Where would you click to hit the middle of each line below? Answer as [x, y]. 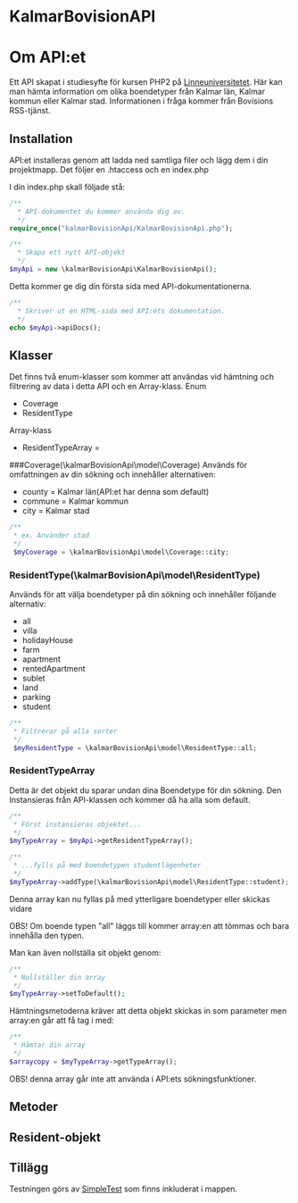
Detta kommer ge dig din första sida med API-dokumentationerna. [131, 286]
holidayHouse [48, 640]
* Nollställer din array [59, 977]
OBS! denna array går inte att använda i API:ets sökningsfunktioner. [133, 1079]
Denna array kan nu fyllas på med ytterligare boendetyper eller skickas [140, 898]
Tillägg [29, 1168]
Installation [41, 139]
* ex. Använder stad [51, 536]
